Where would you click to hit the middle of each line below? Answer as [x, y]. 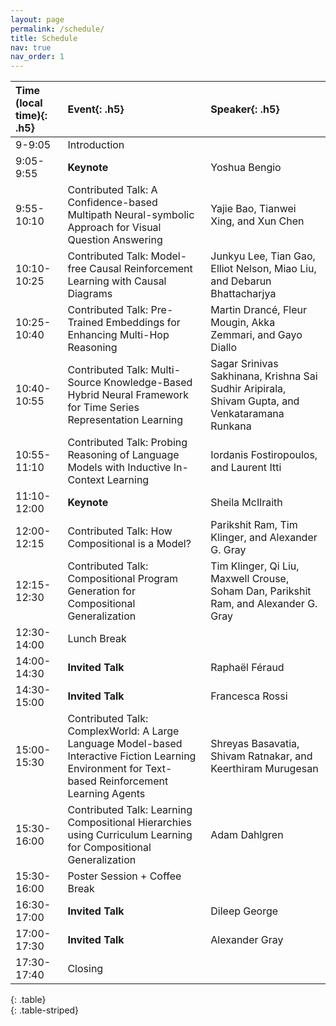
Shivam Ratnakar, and [261, 756]
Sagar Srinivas [244, 364]
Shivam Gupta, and [255, 401]
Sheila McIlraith [246, 503]
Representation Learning [125, 420]
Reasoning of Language [123, 455]
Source [84, 383]
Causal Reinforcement [141, 269]
